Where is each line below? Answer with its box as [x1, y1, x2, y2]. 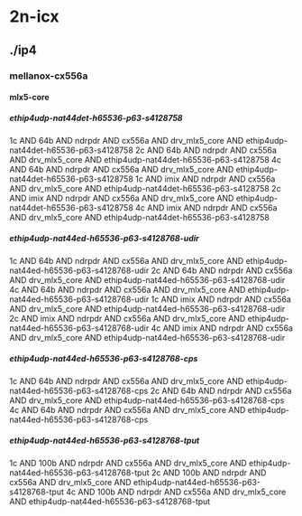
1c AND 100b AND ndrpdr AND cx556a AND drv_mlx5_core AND [9, 457, 248, 468]
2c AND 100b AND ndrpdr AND [151, 467, 267, 478]
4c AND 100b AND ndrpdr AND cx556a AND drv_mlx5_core [66, 486, 287, 497]
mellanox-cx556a [9, 70, 88, 82]
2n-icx [9, 6, 59, 27]
